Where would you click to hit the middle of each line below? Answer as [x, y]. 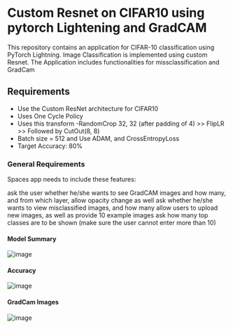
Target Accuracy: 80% [50, 146]
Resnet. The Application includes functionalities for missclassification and [113, 62]
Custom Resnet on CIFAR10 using [106, 13]
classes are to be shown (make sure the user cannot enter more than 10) [112, 223]
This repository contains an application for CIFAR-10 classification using [111, 47]
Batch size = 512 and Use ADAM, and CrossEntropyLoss [98, 138]
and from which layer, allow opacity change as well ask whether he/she [110, 201]
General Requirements [46, 164]
